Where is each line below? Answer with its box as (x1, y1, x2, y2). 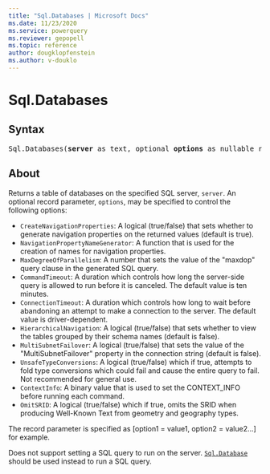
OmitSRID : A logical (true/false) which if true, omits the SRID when (19, 399, 237, 409)
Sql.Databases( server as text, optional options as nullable (8, 144, 255, 153)
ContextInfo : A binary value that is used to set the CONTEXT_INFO (19, 383, 241, 392)
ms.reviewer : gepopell (8, 34, 84, 43)
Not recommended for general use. (19, 374, 137, 383)
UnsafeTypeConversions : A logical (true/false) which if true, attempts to (19, 357, 252, 367)
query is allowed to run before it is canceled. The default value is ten (19, 280, 247, 290)
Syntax (8, 123, 45, 136)
